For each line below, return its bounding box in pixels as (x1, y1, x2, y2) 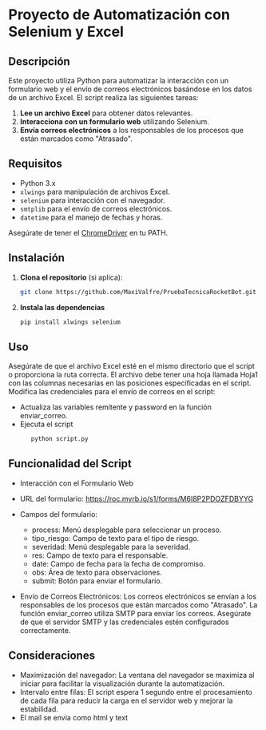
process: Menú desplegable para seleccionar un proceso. (31, 525, 222, 534)
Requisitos (8, 157, 62, 171)
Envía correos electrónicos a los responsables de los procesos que (19, 126, 244, 135)
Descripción (8, 54, 70, 68)
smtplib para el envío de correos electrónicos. (19, 204, 173, 213)
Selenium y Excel (8, 22, 124, 41)
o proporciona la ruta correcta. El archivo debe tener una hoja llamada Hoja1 (8, 370, 258, 380)
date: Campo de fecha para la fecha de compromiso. (31, 559, 206, 568)
